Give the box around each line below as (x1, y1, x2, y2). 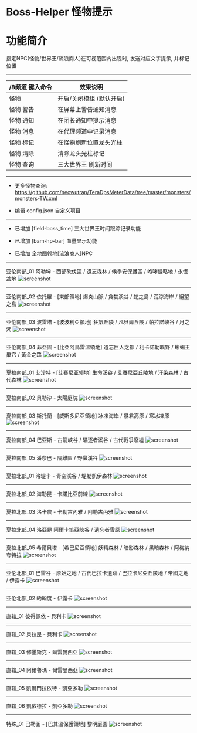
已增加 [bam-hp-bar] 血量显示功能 (14, 237, 98, 245)
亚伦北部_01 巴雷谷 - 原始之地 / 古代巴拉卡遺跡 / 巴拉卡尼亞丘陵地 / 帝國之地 (6, 569, 189, 576)
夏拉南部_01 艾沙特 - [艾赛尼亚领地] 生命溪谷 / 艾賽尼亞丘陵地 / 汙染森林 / (6, 369, 182, 376)
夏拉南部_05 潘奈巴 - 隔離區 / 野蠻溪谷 (6, 454, 98, 461)
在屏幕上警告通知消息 (57, 106, 117, 114)
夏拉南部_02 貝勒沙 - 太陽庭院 (6, 394, 78, 402)
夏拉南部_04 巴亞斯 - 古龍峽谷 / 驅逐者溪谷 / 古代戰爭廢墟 (6, 436, 144, 443)
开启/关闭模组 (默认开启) (57, 94, 125, 103)
